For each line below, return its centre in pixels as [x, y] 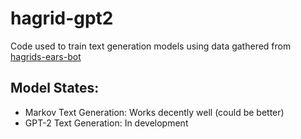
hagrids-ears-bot [46, 56]
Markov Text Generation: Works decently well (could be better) [154, 112]
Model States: [55, 88]
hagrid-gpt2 [62, 18]
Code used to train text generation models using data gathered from [151, 46]
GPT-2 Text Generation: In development [106, 123]
